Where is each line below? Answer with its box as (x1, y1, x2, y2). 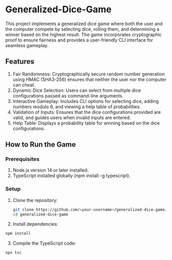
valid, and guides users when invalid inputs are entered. (12, 114, 131, 121)
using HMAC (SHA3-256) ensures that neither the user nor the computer (12, 76, 167, 83)
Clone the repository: (12, 197, 58, 203)
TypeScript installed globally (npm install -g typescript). (12, 173, 131, 179)
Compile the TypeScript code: (12, 240, 76, 247)
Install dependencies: (12, 221, 59, 227)
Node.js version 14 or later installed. (12, 167, 89, 173)
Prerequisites (5, 155, 40, 163)
